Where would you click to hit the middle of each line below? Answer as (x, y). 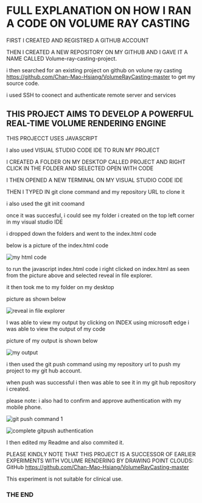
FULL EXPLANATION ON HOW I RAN (99, 11)
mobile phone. (24, 407)
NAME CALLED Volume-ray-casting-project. (62, 58)
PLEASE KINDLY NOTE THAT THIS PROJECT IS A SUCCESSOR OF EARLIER (101, 454)
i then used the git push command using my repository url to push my (93, 364)
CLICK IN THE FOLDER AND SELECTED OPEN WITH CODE (80, 168)
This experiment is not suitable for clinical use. (64, 479)
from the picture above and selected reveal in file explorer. (79, 275)
